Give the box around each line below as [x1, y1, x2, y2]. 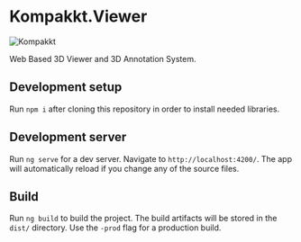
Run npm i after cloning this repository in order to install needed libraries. [9, 103, 280, 114]
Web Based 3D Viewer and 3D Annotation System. [9, 53, 196, 64]
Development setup [9, 79, 123, 95]
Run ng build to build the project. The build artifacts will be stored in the [9, 213, 278, 224]
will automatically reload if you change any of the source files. [9, 163, 240, 174]
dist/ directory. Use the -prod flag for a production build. [9, 222, 222, 233]
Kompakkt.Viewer [9, 6, 148, 27]
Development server [9, 130, 127, 145]
